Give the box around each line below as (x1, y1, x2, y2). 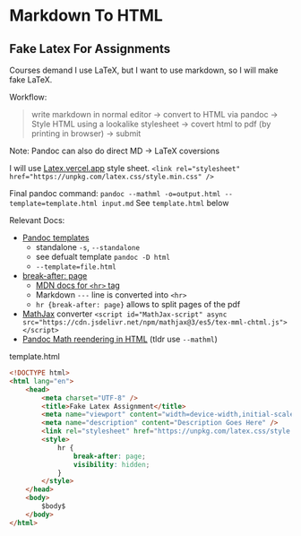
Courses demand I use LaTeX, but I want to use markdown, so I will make (9, 65, 279, 75)
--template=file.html (35, 263, 116, 272)
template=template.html (9, 199, 99, 208)
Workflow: (9, 91, 47, 102)
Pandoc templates (21, 232, 90, 243)
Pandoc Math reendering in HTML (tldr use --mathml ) (21, 333, 218, 344)
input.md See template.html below (101, 198, 229, 208)
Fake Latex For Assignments (9, 41, 171, 56)
